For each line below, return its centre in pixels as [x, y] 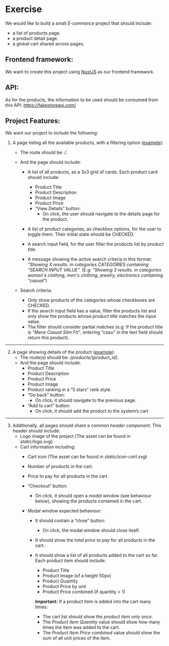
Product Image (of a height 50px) [77, 576]
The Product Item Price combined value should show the [101, 633]
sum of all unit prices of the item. [77, 638]
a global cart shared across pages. [48, 43]
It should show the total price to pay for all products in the [95, 540]
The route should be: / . [44, 153]
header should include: [36, 431]
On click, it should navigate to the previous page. [86, 400]
